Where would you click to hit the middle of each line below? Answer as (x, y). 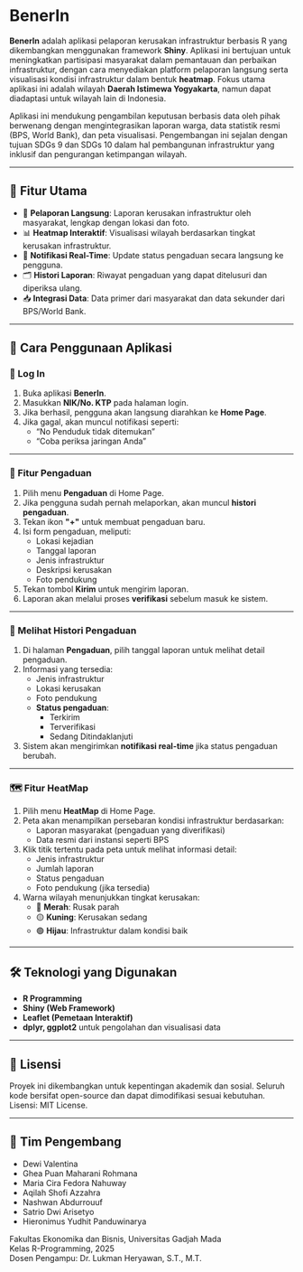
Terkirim (65, 717)
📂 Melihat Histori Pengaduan (73, 631)
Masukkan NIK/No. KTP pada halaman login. (106, 403)
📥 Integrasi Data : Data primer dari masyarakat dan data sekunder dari (154, 298)
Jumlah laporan (65, 869)
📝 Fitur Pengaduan (50, 473)
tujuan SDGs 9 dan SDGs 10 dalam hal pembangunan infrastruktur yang (142, 145)
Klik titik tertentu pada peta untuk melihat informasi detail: (129, 849)
